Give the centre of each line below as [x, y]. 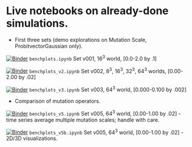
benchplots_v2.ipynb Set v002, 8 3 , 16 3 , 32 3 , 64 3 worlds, [98, 70]
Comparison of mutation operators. [57, 101]
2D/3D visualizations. [32, 138]
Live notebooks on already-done [87, 11]
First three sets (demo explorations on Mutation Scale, [81, 40]
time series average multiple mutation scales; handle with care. [83, 120]
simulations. [37, 23]
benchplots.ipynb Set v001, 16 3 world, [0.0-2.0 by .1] [93, 58]
